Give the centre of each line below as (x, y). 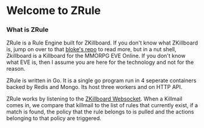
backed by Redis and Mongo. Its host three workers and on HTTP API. (94, 87)
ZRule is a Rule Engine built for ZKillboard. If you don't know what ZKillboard (102, 43)
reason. (16, 69)
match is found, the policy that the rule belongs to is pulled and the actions (100, 112)
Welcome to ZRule (53, 11)
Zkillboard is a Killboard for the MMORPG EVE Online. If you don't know (96, 56)
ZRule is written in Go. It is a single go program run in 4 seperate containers (101, 80)
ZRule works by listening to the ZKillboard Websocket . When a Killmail (94, 99)
